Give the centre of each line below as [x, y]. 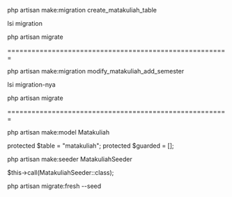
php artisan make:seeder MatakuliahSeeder [70, 159]
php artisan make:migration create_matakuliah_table [82, 10]
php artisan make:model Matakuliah [59, 132]
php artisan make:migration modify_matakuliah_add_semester [96, 71]
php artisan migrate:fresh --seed [54, 186]
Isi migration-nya [31, 85]
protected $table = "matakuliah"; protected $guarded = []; [91, 146]
